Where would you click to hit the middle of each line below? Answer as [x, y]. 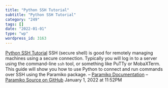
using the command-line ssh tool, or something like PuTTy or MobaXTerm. [83, 64]
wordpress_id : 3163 [26, 39]
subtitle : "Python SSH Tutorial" [41, 15]
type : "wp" [17, 34]
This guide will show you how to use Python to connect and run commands [84, 69]
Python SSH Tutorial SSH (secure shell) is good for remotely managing [79, 53]
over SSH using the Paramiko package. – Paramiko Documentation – [77, 74]
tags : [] [15, 24]
